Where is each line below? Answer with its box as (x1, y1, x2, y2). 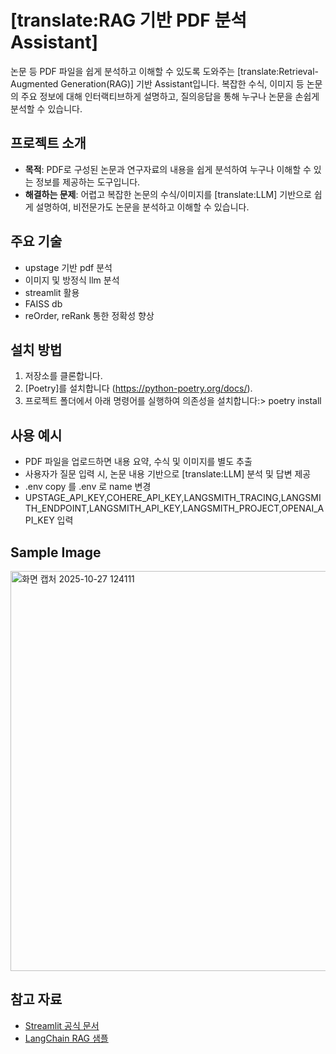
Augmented (10, 77, 59, 90)
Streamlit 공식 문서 (24, 1019, 100, 1031)
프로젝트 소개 (10, 135, 87, 152)
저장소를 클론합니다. (24, 370, 103, 382)
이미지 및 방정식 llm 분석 (24, 274, 120, 286)
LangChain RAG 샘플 (24, 1032, 109, 1044)
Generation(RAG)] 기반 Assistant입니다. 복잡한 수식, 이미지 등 (60, 77, 305, 90)
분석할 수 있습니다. (10, 102, 83, 115)
